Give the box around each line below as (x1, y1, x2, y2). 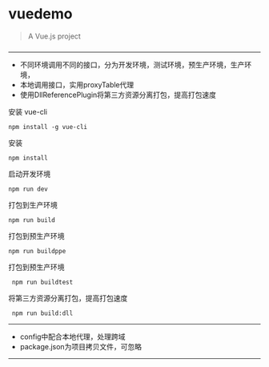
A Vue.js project (27, 31, 82, 41)
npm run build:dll (11, 309, 74, 317)
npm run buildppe (8, 247, 66, 255)
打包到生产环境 (8, 200, 58, 209)
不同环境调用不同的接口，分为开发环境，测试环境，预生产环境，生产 (19, 59, 245, 69)
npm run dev (8, 185, 48, 193)
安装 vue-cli (8, 107, 48, 116)
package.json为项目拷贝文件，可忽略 (19, 341, 143, 351)
